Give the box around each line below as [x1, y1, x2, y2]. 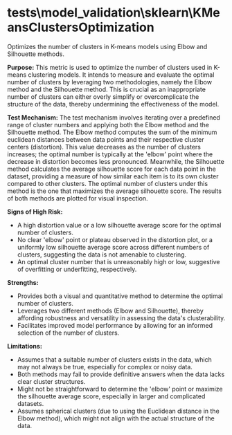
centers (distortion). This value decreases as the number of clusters [7, 142, 201, 151]
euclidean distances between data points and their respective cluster [7, 135, 204, 143]
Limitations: [7, 342, 43, 350]
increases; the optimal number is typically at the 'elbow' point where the [7, 150, 213, 158]
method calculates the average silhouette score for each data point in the [7, 165, 216, 173]
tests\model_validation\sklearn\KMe [7, 5, 220, 21]
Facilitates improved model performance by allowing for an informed [17, 321, 213, 329]
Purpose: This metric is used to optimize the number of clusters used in [7, 63, 213, 71]
